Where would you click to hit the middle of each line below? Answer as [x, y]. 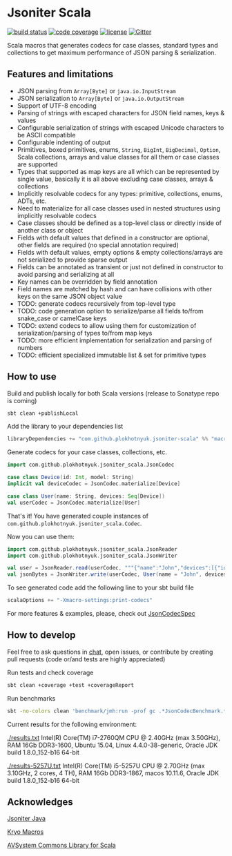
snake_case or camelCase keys [62, 318]
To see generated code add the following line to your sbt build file [101, 587]
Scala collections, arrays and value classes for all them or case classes [118, 157]
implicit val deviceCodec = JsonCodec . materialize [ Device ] [94, 484]
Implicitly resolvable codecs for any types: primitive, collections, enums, [120, 193]
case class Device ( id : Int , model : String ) [71, 478]
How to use [32, 377]
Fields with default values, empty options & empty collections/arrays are [120, 252]
